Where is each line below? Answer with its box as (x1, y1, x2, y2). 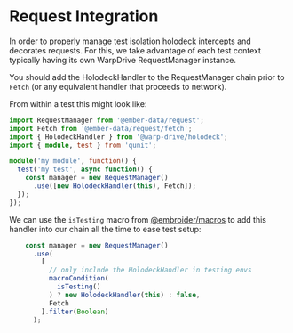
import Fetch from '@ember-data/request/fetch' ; (9, 124, 193, 133)
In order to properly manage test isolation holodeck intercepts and (9, 36, 251, 46)
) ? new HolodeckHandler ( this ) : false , (48, 290, 201, 299)
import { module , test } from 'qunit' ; (9, 141, 157, 150)
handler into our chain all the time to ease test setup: (9, 223, 202, 234)
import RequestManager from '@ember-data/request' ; (9, 116, 204, 125)
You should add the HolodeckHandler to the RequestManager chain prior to (9, 71, 285, 82)
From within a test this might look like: (9, 98, 147, 109)
